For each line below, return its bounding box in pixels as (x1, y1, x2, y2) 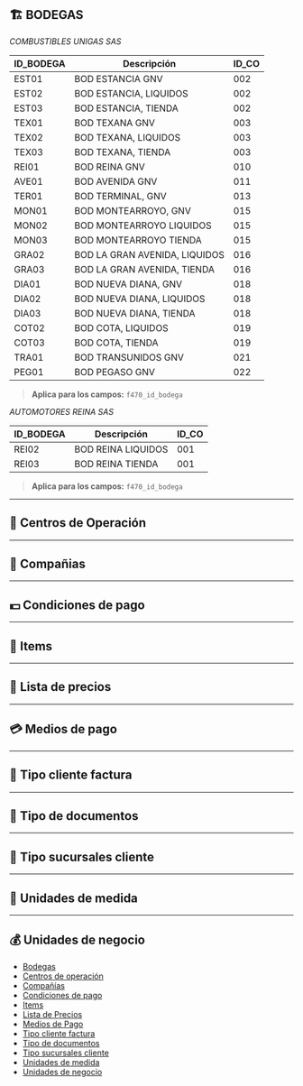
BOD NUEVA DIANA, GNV (74, 278, 183, 290)
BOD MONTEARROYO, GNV (74, 204, 191, 216)
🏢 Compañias (9, 557, 86, 572)
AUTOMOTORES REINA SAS (9, 406, 115, 417)
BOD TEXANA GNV (74, 116, 156, 129)
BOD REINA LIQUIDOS (74, 443, 169, 456)
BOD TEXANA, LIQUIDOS (74, 131, 181, 143)
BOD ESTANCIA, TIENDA (74, 102, 179, 115)
